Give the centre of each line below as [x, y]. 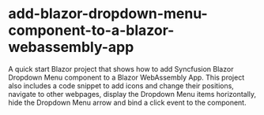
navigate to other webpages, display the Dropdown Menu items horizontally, [132, 94]
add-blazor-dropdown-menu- [108, 14]
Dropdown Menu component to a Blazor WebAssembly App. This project [126, 77]
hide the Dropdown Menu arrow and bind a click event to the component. [127, 102]
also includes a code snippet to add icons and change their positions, [121, 85]
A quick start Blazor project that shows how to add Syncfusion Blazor [121, 69]
